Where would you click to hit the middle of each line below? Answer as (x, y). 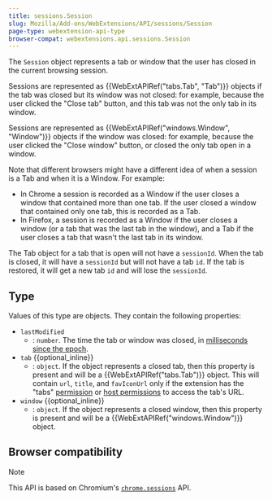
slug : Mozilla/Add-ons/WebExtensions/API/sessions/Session (110, 24)
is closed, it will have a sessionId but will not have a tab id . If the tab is (127, 262)
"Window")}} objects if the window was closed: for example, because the (131, 137)
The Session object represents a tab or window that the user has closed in (132, 62)
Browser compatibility (66, 452)
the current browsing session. (58, 71)
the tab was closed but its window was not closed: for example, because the (136, 95)
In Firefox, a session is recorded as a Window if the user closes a (129, 220)
